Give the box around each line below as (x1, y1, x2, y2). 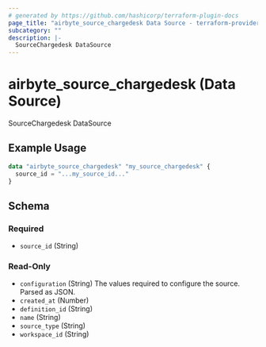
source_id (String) (19, 241, 79, 251)
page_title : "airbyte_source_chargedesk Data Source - (8, 19, 193, 27)
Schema (8, 199, 50, 213)
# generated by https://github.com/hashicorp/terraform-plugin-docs (8, 11, 239, 20)
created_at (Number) (19, 295, 89, 306)
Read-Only (8, 261, 51, 272)
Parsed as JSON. (19, 287, 76, 297)
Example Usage (8, 141, 87, 155)
